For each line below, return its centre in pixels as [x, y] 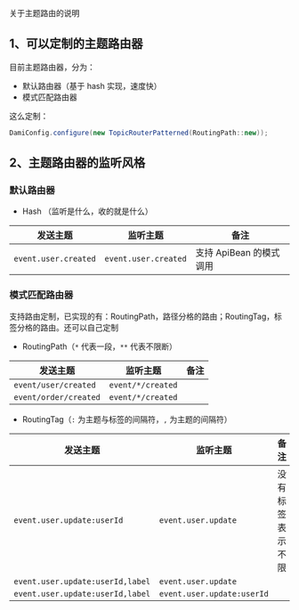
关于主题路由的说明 [44, 13]
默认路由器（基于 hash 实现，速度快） [92, 85]
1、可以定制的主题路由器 [77, 44]
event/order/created [57, 397]
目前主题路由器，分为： [52, 67]
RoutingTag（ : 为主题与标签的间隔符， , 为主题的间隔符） [127, 419]
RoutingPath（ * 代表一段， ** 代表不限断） [100, 346]
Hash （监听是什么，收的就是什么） [87, 211]
